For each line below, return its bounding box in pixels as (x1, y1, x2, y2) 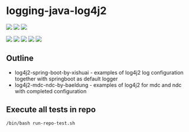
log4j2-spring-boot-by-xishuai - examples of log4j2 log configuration (14, 69, 184, 76)
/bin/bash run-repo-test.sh (6, 120, 76, 126)
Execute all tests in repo (6, 104, 96, 115)
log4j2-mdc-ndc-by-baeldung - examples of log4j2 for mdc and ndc (14, 81, 182, 89)
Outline (6, 53, 34, 63)
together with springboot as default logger (14, 75, 118, 82)
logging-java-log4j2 (6, 4, 107, 18)
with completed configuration (14, 87, 87, 94)
